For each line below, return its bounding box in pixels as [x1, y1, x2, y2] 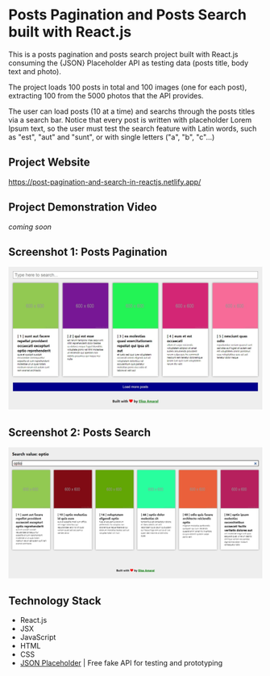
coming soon [8, 222, 52, 232]
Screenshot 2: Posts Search [8, 425, 152, 439]
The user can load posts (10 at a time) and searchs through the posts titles [8, 106, 255, 116]
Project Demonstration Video [8, 200, 157, 215]
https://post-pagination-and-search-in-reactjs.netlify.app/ [8, 177, 201, 186]
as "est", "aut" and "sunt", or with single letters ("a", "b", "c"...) [8, 131, 215, 142]
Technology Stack [8, 594, 102, 607]
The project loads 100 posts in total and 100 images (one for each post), [8, 82, 247, 92]
